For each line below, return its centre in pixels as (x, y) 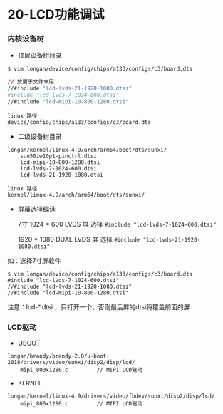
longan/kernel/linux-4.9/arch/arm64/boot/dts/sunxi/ (87, 150)
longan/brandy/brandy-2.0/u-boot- (59, 356)
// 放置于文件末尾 (31, 82)
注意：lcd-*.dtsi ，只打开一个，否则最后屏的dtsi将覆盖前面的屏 (99, 306)
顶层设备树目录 (40, 56)
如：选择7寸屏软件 (34, 260)
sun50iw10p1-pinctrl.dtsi (59, 156)
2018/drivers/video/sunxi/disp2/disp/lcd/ (71, 363)
